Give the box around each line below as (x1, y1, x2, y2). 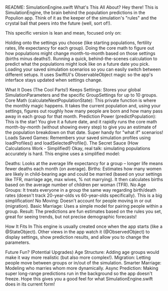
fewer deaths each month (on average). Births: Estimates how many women (5, 166, 162, 172)
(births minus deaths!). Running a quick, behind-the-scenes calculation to (5, 56, 157, 62)
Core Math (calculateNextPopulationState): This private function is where (5, 97, 156, 103)
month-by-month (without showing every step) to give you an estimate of (5, 124, 157, 130)
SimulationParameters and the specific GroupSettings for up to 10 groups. (5, 92, 158, 98)
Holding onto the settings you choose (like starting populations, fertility (5, 40, 152, 46)
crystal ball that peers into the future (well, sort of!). (5, 20, 112, 26)
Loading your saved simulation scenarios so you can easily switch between (5, 66, 161, 72)
